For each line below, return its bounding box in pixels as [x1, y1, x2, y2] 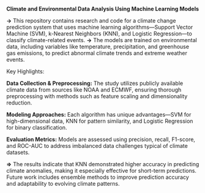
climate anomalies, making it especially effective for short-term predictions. [6, 167, 197, 174]
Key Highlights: [6, 68, 45, 75]
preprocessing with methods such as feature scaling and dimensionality [6, 93, 188, 100]
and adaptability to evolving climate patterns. [6, 180, 120, 187]
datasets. [6, 149, 30, 156]
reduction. [6, 99, 32, 106]
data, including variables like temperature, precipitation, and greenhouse [6, 43, 190, 50]
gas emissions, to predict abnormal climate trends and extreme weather [6, 49, 188, 57]
